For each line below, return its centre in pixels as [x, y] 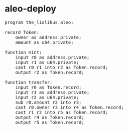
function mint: [23, 52]
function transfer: [29, 82]
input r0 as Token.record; [48, 87]
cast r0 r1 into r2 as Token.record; [62, 67]
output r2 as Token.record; [50, 72]
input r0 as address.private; [52, 57]
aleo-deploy [30, 9]
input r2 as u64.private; [47, 97]
